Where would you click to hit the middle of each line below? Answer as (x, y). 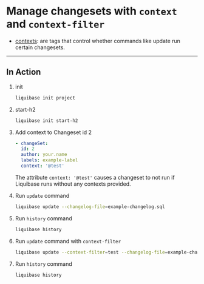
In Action (24, 72)
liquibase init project (45, 98)
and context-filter (56, 24)
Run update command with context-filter (68, 241)
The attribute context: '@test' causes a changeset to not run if (95, 177)
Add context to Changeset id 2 (53, 132)
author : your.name (44, 155)
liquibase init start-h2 (46, 120)
